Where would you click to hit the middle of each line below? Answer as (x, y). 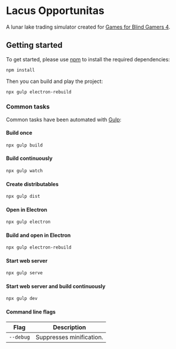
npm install (20, 70)
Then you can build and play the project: (54, 81)
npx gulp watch (24, 171)
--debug (20, 337)
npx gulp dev (22, 299)
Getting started (34, 45)
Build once (19, 133)
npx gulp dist (23, 197)
